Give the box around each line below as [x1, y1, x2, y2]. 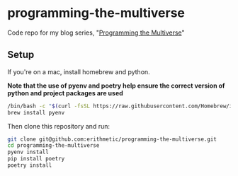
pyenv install [7, 148, 50, 156]
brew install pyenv [7, 109, 65, 116]
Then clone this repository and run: [7, 122, 110, 130]
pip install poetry [7, 156, 65, 163]
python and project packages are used [7, 88, 124, 97]
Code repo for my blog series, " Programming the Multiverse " [7, 28, 186, 37]
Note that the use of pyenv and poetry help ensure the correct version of [7, 81, 225, 90]
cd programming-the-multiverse [7, 142, 100, 149]
